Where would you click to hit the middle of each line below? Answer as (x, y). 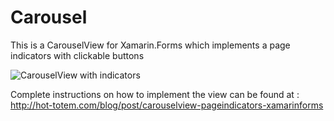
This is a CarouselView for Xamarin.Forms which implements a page (150, 45)
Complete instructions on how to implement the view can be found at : (155, 94)
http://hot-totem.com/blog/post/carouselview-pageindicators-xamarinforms (167, 105)
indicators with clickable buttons (77, 55)
